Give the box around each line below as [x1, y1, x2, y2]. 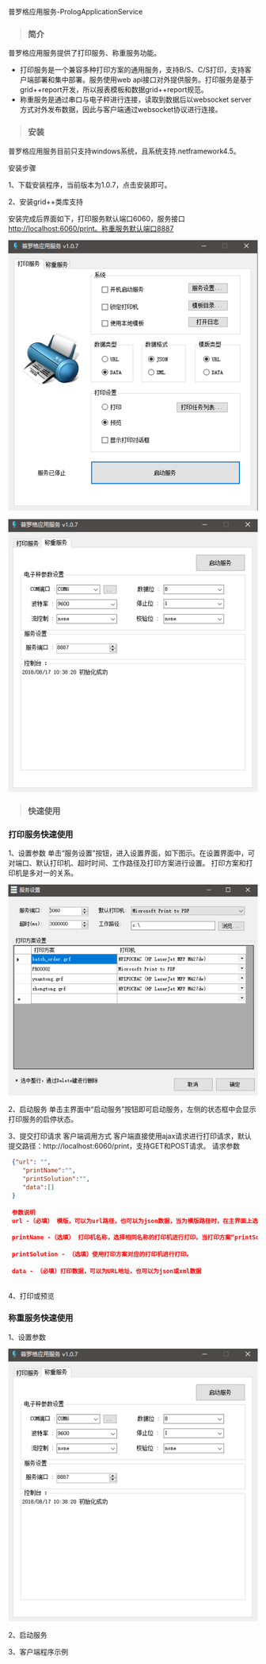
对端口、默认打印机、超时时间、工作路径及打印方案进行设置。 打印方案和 [8, 859, 246, 868]
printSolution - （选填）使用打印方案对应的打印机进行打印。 [11, 1250, 192, 1259]
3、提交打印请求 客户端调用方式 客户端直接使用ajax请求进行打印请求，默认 [8, 1131, 252, 1141]
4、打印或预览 [8, 1291, 55, 1300]
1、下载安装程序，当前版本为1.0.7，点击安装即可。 [8, 180, 172, 189]
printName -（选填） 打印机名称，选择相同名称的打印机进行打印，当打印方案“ [11, 1234, 235, 1241]
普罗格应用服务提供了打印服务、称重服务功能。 [8, 48, 161, 58]
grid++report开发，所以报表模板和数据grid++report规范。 [19, 85, 208, 95]
